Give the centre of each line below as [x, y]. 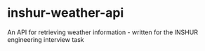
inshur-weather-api [66, 13]
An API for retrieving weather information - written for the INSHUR [103, 32]
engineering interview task [46, 39]
